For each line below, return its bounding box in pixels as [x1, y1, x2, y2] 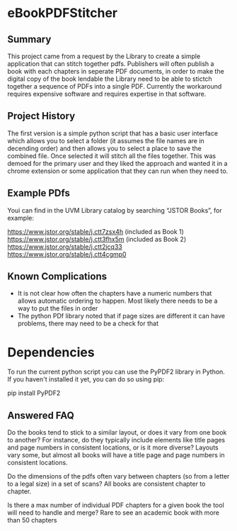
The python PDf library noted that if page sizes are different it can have [17, 312, 225, 320]
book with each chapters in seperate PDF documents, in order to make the [7, 67, 224, 75]
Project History [7, 110, 76, 122]
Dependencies [7, 344, 95, 360]
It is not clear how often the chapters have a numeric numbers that [17, 289, 212, 298]
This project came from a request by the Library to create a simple [7, 52, 201, 60]
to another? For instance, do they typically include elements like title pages [7, 436, 225, 445]
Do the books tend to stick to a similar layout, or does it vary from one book [7, 428, 227, 437]
